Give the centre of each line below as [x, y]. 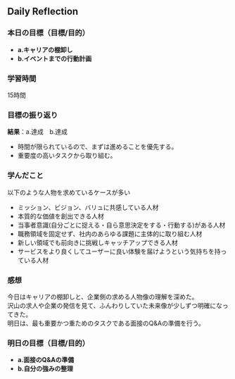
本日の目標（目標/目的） [49, 33]
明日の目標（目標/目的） [49, 343]
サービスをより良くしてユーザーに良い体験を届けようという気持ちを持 [119, 251]
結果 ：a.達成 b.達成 [38, 132]
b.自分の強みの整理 [45, 368]
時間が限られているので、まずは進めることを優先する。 [97, 147]
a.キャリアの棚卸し [45, 49]
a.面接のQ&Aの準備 [46, 360]
